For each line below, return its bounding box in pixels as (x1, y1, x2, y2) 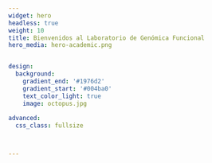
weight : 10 (8, 26, 45, 34)
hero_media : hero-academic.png (8, 41, 112, 49)
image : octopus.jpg (22, 99, 88, 107)
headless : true (8, 19, 59, 27)
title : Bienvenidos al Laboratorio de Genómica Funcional (8, 33, 205, 42)
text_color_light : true (22, 92, 102, 100)
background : (15, 70, 56, 78)
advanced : (8, 114, 41, 122)
